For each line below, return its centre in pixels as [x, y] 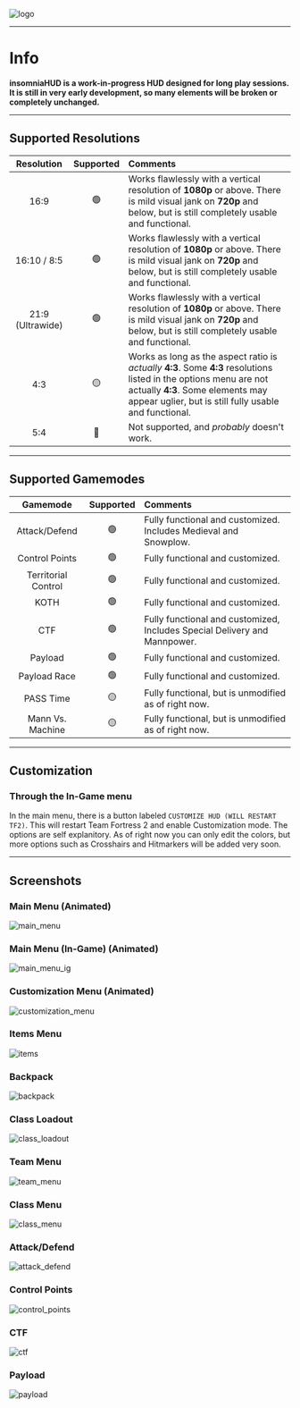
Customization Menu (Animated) [82, 991]
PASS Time [47, 698]
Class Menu [36, 1204]
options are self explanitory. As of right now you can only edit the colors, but [150, 835]
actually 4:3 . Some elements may [198, 390]
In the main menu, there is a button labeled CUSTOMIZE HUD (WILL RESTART [143, 816]
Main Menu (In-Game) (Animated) [84, 949]
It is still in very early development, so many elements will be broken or [144, 92]
